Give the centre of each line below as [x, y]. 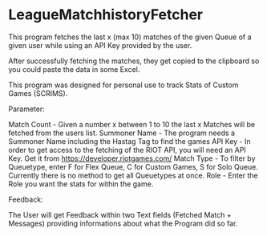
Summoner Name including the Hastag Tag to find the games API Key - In [129, 141]
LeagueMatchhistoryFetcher [105, 15]
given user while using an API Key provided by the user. [100, 45]
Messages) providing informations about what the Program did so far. [123, 223]
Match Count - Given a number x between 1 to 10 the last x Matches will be [132, 124]
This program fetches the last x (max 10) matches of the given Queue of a [130, 37]
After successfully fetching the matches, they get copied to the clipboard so [134, 61]
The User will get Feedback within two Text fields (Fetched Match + [120, 214]
